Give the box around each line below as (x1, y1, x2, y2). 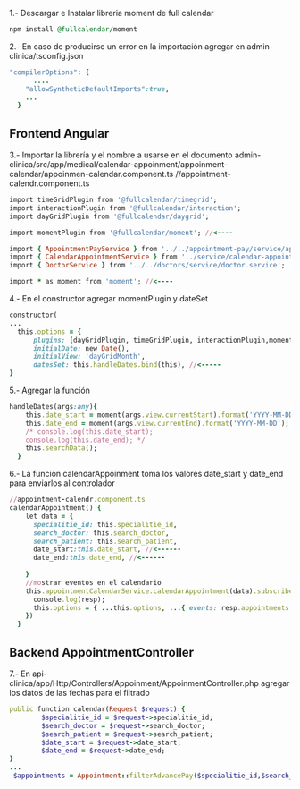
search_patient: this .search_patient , (32, 537, 178, 546)
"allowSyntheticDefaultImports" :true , (25, 84, 170, 93)
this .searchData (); (25, 444, 98, 453)
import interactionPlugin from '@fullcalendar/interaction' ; (9, 203, 242, 213)
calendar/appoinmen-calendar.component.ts (9, 169, 174, 180)
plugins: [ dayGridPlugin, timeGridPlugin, (32, 335, 194, 344)
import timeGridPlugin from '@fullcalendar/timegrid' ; (9, 196, 218, 205)
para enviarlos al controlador (9, 478, 115, 488)
